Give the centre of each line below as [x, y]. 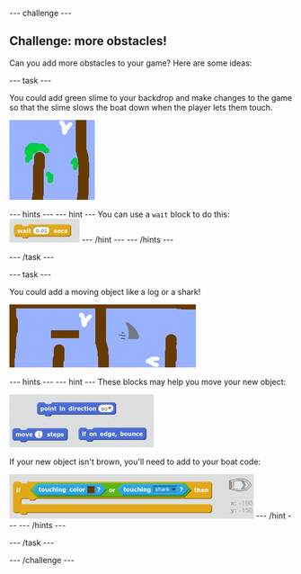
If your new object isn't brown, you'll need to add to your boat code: [135, 462]
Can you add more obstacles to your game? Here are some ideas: [131, 63]
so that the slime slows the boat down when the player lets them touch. [141, 107]
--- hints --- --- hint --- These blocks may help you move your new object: [148, 381]
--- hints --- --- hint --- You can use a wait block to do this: [120, 214]
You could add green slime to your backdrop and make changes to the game [151, 97]
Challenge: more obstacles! [89, 41]
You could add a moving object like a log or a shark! [105, 291]
